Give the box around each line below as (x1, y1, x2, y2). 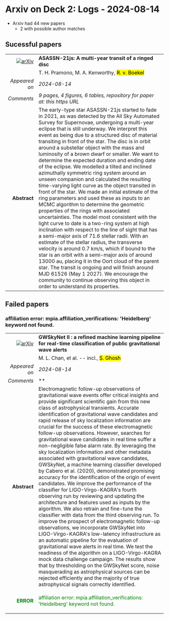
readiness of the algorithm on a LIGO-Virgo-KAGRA (38, 549, 161, 556)
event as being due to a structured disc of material (38, 131, 157, 138)
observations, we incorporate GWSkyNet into (38, 524, 145, 531)
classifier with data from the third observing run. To (38, 512, 159, 519)
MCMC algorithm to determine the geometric (38, 201, 145, 208)
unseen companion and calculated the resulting (38, 176, 151, 183)
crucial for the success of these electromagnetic (38, 423, 153, 430)
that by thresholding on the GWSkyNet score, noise (38, 562, 160, 569)
